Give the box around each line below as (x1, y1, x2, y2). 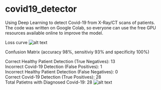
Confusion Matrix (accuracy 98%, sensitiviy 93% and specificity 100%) (5, 49, 150, 55)
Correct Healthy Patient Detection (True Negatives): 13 (5, 58, 115, 64)
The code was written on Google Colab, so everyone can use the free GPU (5, 24, 156, 30)
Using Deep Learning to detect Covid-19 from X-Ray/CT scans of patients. (5, 20, 156, 25)
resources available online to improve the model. (5, 30, 104, 36)
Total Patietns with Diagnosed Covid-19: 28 (5, 79, 92, 85)
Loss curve (5, 39, 28, 45)
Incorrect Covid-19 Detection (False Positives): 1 (5, 64, 102, 69)
